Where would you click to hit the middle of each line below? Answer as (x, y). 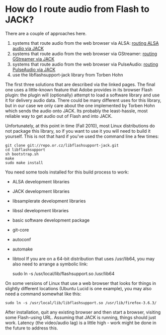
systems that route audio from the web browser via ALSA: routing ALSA (85, 43)
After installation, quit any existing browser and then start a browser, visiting (83, 312)
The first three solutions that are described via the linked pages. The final (80, 84)
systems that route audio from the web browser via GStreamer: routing (85, 54)
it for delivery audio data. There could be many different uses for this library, (83, 100)
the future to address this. (32, 328)
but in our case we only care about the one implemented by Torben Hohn (80, 105)
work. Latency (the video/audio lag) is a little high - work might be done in (81, 323)
